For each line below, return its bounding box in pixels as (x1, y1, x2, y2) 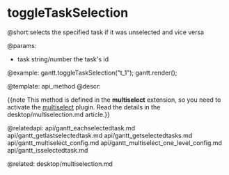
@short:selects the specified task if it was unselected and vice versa (7, 28, 204, 36)
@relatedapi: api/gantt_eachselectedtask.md (7, 123, 136, 132)
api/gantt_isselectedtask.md (7, 146, 88, 154)
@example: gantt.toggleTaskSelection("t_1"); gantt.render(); (7, 68, 177, 77)
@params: (7, 41, 37, 50)
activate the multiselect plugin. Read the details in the (7, 102, 161, 111)
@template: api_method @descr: (7, 82, 101, 90)
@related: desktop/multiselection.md (7, 159, 113, 168)
